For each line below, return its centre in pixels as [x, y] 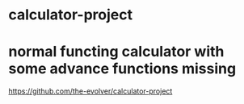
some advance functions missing [122, 69]
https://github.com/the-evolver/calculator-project [90, 91]
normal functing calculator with [116, 52]
